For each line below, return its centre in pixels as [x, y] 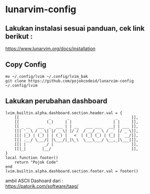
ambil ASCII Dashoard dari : [34, 181]
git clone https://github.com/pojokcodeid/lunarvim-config [70, 81]
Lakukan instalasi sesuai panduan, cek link [75, 28]
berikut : [19, 36]
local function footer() [32, 158]
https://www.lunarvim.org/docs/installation [50, 49]
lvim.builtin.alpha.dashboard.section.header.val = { [64, 113]
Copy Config [26, 65]
